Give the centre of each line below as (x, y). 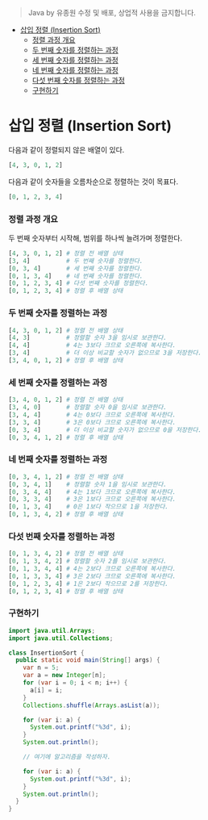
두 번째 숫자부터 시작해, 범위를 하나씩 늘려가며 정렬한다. (96, 238)
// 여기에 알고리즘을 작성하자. (67, 757)
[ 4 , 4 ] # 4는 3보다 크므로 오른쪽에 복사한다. (92, 345)
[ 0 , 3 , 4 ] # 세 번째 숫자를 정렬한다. (76, 268)
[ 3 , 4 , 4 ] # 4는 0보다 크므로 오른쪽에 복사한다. (92, 415)
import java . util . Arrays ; (52, 630)
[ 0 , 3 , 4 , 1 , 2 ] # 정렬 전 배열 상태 (66, 477)
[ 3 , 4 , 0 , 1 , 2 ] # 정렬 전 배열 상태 (66, 400)
